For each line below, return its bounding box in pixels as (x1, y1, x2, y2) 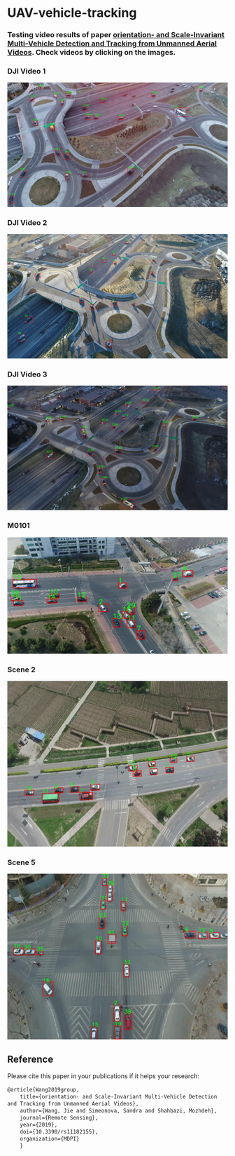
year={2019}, (20, 1121, 58, 1128)
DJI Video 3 (7, 369, 48, 379)
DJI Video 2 (7, 217, 48, 227)
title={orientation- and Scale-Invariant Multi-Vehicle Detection (20, 1093, 218, 1100)
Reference (7, 1053, 54, 1065)
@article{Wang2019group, (7, 1086, 80, 1093)
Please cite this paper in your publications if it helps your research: (7, 1071, 199, 1080)
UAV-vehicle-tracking (7, 5, 137, 21)
